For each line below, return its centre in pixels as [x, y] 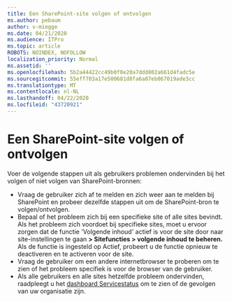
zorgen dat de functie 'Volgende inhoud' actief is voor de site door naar [120, 231]
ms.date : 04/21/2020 [37, 33]
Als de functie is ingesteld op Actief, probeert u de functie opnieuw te [117, 246]
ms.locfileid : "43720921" [45, 105]
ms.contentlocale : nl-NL [43, 92]
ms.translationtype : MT [42, 85]
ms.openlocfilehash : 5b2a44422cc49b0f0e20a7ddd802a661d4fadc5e [101, 72]
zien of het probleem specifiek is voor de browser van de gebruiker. [115, 268]
